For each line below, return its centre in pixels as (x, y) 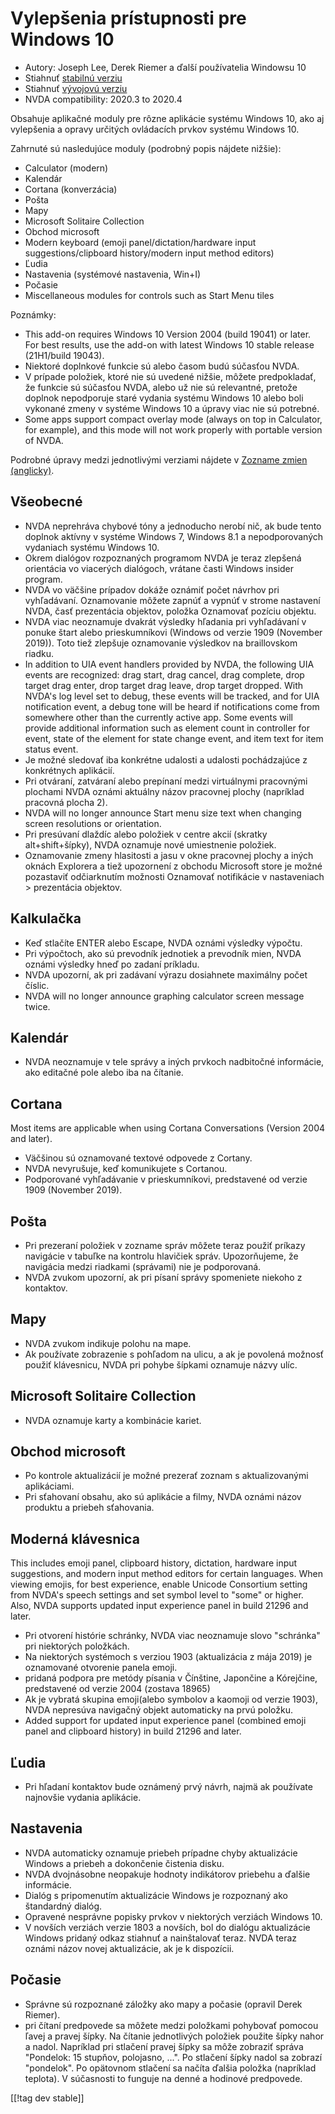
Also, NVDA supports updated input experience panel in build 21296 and (159, 1606)
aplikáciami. (49, 1486)
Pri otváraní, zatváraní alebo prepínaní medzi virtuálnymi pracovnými (166, 781)
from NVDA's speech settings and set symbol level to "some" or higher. (157, 1595)
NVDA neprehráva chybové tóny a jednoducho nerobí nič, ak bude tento (173, 526)
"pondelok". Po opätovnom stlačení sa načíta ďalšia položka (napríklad (170, 2068)
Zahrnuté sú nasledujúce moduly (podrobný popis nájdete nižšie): (146, 148)
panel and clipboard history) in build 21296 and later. (133, 1731)
